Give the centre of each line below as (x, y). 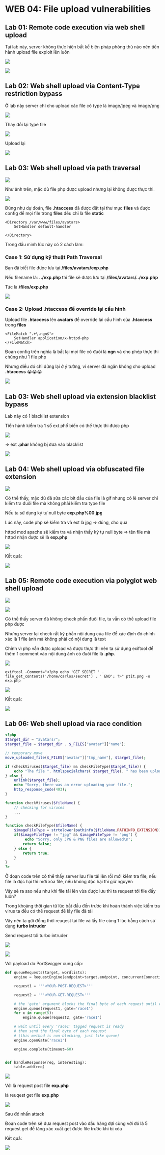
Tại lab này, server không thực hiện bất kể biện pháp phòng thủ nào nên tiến (82, 47)
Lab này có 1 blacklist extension (37, 416)
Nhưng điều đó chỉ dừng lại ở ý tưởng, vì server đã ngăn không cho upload (80, 366)
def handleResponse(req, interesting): (46, 1062)
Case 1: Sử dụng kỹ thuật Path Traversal (54, 257)
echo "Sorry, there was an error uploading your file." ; (73, 785)
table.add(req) (29, 1067)
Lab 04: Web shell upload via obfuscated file (75, 469)
